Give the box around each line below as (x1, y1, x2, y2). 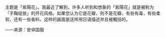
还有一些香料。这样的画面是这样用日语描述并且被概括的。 (13, 17, 131, 22)
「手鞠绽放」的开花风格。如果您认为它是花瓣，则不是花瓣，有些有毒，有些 (5, 10, 156, 16)
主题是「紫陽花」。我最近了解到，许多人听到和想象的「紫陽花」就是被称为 (5, 4, 154, 10)
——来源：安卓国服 (5, 27, 44, 33)
